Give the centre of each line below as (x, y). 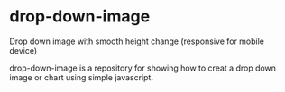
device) (23, 50)
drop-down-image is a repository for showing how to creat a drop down (143, 68)
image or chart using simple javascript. (81, 77)
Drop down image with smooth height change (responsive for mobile (137, 41)
